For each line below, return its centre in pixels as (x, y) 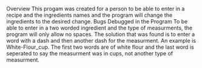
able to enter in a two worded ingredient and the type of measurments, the (99, 28)
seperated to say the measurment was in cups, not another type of (90, 53)
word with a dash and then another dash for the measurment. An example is (101, 41)
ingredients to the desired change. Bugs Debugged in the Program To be (97, 21)
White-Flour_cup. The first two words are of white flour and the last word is (100, 47)
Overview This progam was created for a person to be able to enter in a (96, 9)
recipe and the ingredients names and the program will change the (89, 15)
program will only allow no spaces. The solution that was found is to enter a (101, 34)
